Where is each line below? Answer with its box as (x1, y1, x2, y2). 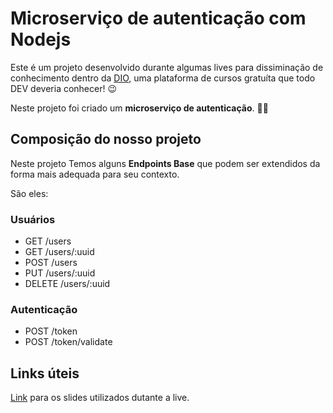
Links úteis (10, 365, 80, 382)
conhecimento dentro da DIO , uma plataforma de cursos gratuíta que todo (10, 72, 316, 84)
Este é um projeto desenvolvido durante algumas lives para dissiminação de (10, 61, 324, 73)
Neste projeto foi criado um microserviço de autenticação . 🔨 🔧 (10, 102, 269, 114)
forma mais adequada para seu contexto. (10, 168, 180, 180)
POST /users (24, 257, 78, 269)
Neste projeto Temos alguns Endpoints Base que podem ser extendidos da (10, 157, 321, 169)
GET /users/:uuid (24, 246, 95, 258)
